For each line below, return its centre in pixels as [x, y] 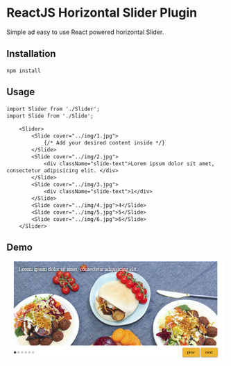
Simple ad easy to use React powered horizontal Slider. [85, 32]
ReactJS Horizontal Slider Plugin [102, 13]
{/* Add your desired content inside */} [104, 143]
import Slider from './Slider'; [53, 109]
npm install [24, 71]
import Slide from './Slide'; [50, 116]
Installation [31, 54]
